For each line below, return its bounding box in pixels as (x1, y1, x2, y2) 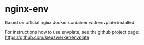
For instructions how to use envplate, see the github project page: (5, 29, 140, 35)
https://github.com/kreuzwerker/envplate (5, 34, 89, 40)
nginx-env (5, 3, 48, 15)
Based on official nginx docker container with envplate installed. (5, 20, 136, 25)
